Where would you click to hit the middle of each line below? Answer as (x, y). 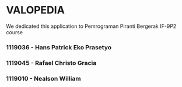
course (15, 32)
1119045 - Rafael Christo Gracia (51, 63)
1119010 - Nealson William (43, 78)
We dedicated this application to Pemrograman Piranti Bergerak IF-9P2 (91, 26)
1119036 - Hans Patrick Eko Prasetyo (59, 47)
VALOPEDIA (36, 10)
